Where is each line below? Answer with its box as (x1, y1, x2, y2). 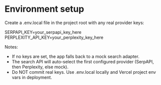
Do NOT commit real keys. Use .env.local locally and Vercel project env (11, 69, 156, 75)
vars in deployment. (11, 74, 52, 80)
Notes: (4, 44, 18, 50)
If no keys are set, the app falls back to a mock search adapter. (11, 53, 140, 59)
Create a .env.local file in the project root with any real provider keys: (4, 20, 144, 26)
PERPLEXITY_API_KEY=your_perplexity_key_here (4, 34, 104, 40)
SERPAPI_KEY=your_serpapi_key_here (4, 29, 82, 35)
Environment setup (4, 3, 84, 15)
